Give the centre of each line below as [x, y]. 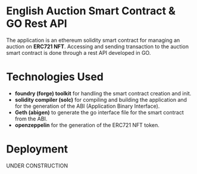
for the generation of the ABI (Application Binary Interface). [87, 106]
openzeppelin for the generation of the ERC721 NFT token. [87, 125]
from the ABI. [31, 119]
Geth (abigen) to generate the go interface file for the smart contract [99, 112]
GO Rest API [37, 24]
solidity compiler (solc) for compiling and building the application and [101, 100]
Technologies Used [55, 77]
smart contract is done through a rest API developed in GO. [79, 52]
